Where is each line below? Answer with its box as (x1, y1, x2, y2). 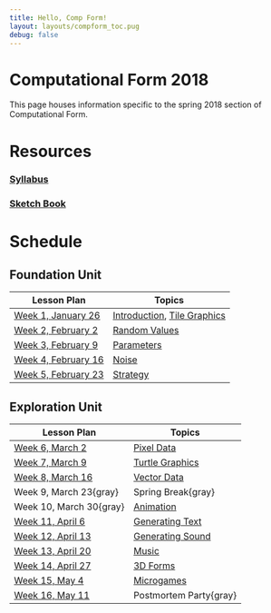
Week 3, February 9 (14, 339, 98, 351)
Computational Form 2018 (9, 69, 209, 90)
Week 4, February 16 (14, 353, 104, 366)
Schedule (9, 231, 83, 252)
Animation (132, 500, 177, 513)
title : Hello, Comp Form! (9, 13, 107, 23)
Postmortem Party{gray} (132, 589, 237, 602)
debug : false (9, 30, 59, 39)
